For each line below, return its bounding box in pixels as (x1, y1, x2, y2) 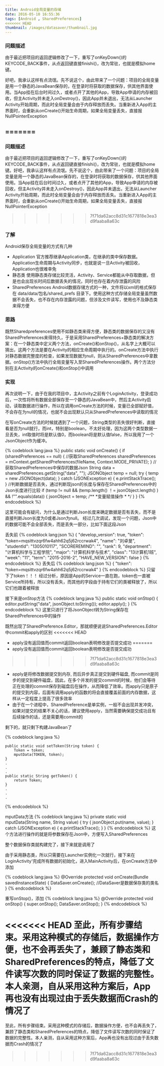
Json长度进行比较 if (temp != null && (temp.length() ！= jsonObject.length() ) (5, 487, 159, 493)
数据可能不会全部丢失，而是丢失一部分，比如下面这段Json (9, 521, 126, 527)
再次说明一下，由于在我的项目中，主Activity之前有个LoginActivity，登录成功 (5, 390, 158, 396)
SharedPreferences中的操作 (5, 613, 61, 619)
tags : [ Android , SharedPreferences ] (5, 16, 82, 21)
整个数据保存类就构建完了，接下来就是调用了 (5, 842, 95, 848)
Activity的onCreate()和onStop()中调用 (18, 365, 94, 371)
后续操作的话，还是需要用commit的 (12, 714, 83, 720)
